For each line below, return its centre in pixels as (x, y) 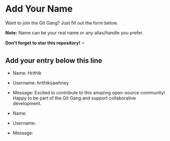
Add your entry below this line (54, 61)
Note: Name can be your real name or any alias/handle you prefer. (74, 32)
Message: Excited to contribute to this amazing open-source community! (89, 92)
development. (27, 103)
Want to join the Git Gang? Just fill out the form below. (62, 23)
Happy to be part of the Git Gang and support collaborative (74, 98)
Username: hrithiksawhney (41, 83)
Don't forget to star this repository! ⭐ (45, 43)
